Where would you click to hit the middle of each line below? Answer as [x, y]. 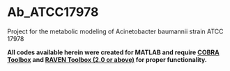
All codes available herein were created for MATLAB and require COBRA [113, 52]
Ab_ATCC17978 [53, 12]
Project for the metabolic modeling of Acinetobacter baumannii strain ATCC [116, 31]
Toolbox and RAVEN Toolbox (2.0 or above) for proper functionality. [107, 59]
